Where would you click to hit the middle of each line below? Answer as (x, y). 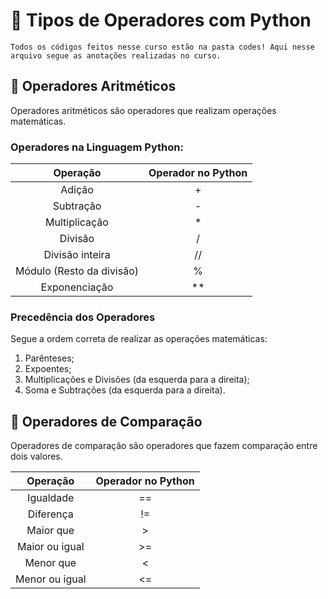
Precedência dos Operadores (83, 317)
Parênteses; (49, 358)
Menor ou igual (51, 579)
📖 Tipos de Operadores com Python (161, 20)
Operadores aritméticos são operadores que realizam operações (143, 110)
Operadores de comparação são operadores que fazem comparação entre (164, 446)
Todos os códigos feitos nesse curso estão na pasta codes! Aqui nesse (162, 47)
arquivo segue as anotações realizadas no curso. (116, 55)
